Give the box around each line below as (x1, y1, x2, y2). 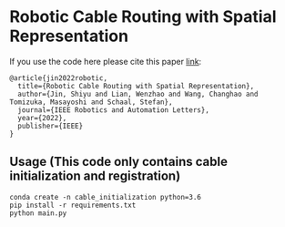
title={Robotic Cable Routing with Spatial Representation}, (17, 81, 255, 90)
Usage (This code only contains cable (9, 154, 228, 170)
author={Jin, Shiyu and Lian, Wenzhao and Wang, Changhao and (17, 89, 259, 98)
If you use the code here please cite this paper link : (9, 56, 202, 67)
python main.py (9, 208, 67, 218)
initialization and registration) (9, 169, 181, 184)
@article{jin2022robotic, (9, 73, 107, 83)
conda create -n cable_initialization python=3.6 (9, 192, 202, 201)
